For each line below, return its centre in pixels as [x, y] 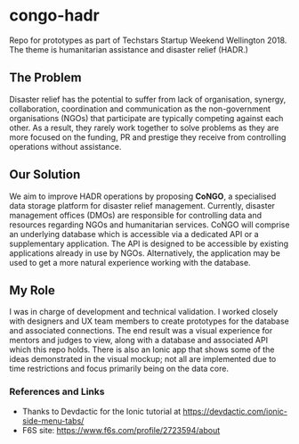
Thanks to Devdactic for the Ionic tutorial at [101, 411]
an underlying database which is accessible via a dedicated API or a [134, 234]
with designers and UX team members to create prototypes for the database [149, 321]
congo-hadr [54, 16]
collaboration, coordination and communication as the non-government [140, 109]
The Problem [45, 78]
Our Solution [45, 175]
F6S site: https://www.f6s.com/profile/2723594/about [121, 430]
